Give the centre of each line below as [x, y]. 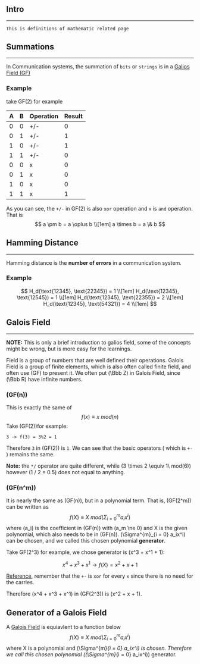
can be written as [27, 507]
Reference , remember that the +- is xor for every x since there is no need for [100, 576]
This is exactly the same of [39, 407]
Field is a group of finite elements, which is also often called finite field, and [99, 367]
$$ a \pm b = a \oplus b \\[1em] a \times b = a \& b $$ [100, 224]
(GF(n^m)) [21, 487]
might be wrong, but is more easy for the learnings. [69, 349]
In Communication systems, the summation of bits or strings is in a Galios [98, 67]
